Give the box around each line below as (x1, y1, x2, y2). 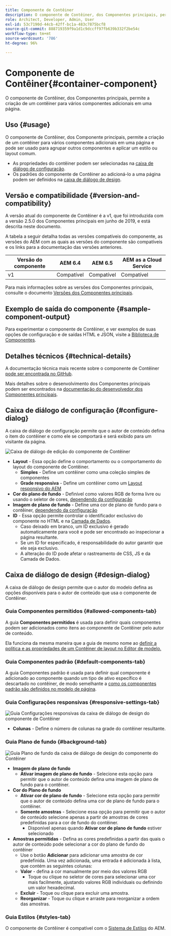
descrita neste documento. (5, 223, 62, 230)
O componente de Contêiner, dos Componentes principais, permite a (5, 95, 150, 101)
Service (132, 263, 152, 270)
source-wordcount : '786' (5, 36, 58, 41)
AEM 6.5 (92, 260, 113, 267)
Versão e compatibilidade (5, 191, 88, 199)
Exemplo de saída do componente (5, 305, 115, 313)
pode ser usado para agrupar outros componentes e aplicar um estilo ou (5, 145, 158, 151)
